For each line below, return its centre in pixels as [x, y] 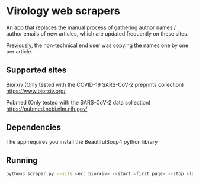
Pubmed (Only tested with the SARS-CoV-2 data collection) [78, 102]
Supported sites [36, 70]
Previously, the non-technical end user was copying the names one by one [97, 45]
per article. [19, 51]
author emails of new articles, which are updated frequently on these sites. [97, 33]
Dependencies [33, 127]
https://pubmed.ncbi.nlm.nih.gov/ [47, 109]
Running [22, 160]
